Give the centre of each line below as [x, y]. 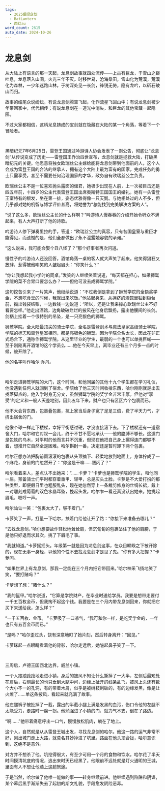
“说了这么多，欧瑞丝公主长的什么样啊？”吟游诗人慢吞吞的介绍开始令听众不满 [82, 215]
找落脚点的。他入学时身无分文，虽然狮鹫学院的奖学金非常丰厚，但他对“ [77, 394]
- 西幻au [18, 23]
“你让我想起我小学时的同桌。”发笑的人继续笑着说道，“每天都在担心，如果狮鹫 [82, 275]
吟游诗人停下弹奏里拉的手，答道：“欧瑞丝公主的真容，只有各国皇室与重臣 [79, 231]
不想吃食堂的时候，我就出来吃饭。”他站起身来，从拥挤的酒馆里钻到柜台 [84, 298]
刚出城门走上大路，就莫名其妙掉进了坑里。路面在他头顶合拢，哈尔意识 [84, 738]
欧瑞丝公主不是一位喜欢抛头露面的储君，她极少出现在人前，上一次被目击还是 [82, 186]
